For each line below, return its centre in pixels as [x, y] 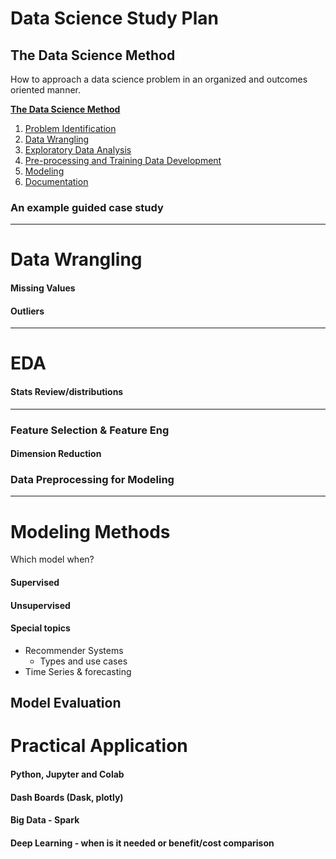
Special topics [40, 628]
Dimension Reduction [56, 454]
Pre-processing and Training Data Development [123, 160]
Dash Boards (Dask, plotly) [67, 797]
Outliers [27, 311]
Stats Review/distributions [67, 392]
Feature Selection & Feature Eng [90, 430]
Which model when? [52, 559]
